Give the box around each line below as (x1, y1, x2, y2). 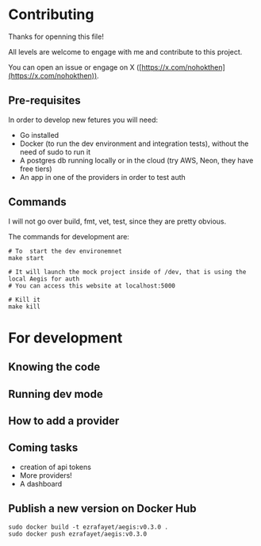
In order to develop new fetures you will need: (8, 115, 159, 124)
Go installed (19, 130, 59, 139)
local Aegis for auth (8, 275, 80, 283)
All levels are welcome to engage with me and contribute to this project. (8, 47, 243, 56)
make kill (8, 303, 41, 311)
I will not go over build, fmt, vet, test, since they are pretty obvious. (8, 216, 227, 226)
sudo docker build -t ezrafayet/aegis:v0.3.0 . (8, 523, 169, 531)
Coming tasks (8, 441, 79, 455)
